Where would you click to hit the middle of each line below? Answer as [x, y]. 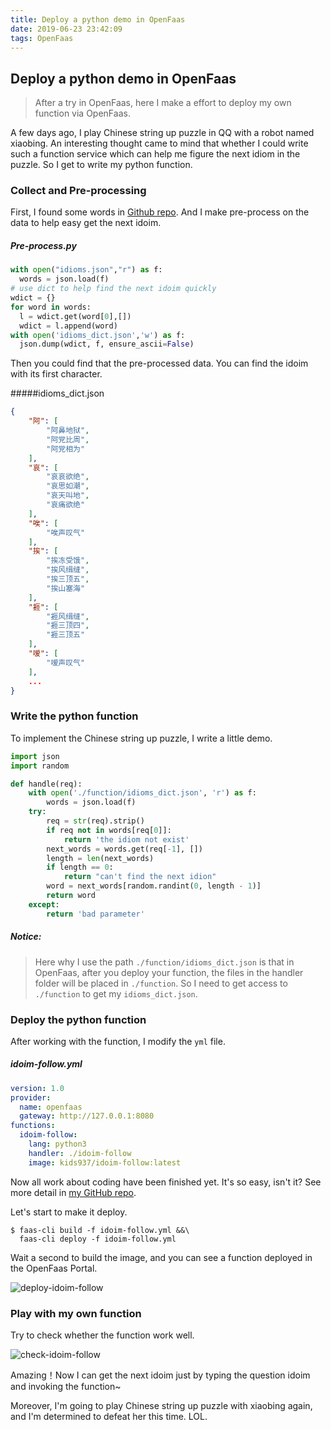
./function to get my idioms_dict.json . [116, 993]
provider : [31, 1097]
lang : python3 [57, 1144]
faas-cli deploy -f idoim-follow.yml [98, 1239]
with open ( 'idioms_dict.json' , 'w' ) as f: [98, 335]
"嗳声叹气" [66, 662]
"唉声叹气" [66, 532]
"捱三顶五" [66, 635]
